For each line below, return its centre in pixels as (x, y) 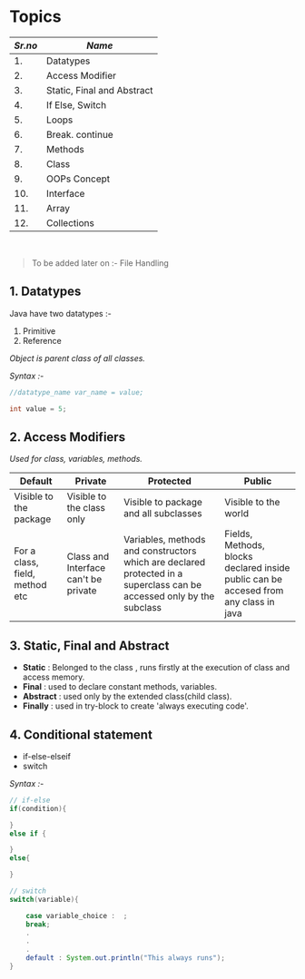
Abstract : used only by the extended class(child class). (127, 697)
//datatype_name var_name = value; (77, 392)
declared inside (257, 568)
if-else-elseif (46, 756)
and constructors (160, 551)
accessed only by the (169, 596)
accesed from (254, 591)
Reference (42, 340)
